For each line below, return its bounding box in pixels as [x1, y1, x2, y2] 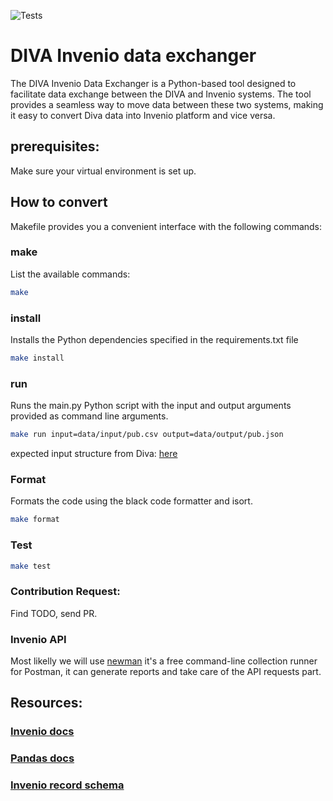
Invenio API [10, 632, 67, 646]
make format [10, 515, 60, 525]
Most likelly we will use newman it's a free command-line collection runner [10, 655, 318, 667]
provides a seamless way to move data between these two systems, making [10, 98, 324, 110]
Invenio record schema [10, 778, 125, 792]
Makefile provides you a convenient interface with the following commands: [10, 220, 323, 232]
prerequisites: [10, 138, 100, 155]
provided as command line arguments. [10, 410, 169, 422]
